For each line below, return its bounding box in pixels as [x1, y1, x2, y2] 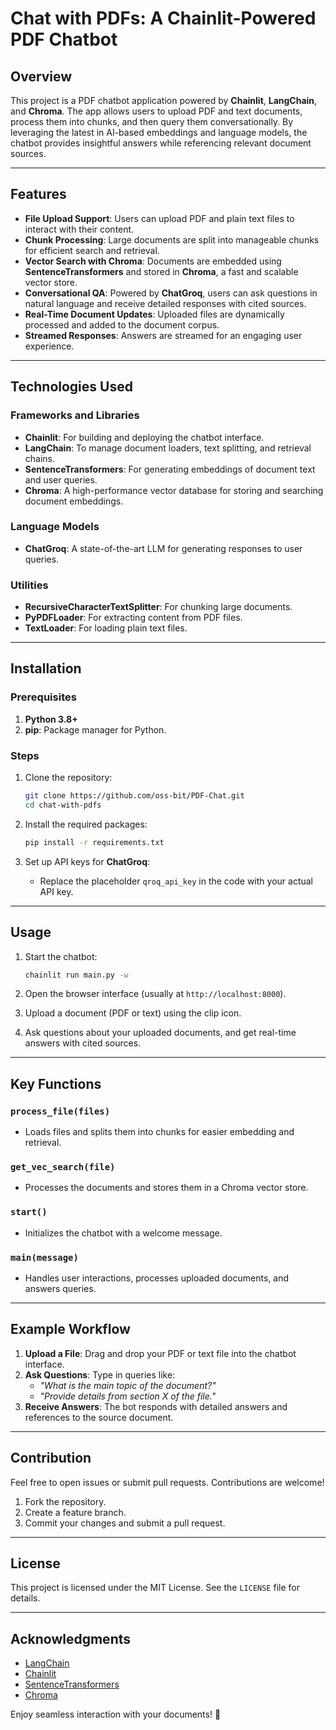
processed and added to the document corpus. [24, 318, 220, 331]
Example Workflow [10, 1321, 131, 1338]
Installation [10, 660, 82, 677]
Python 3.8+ [24, 713, 78, 725]
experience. [24, 340, 75, 352]
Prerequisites [10, 690, 77, 704]
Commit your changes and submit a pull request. [24, 1517, 226, 1529]
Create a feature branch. [24, 1506, 127, 1518]
